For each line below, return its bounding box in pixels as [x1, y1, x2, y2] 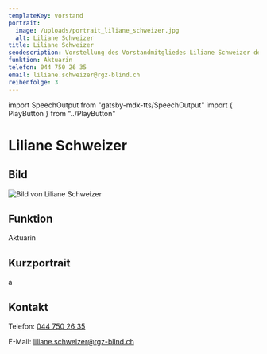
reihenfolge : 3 [8, 78, 59, 86]
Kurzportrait [8, 256, 71, 270]
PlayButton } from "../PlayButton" [8, 108, 116, 118]
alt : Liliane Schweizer [15, 33, 94, 42]
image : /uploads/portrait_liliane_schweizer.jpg [15, 26, 180, 34]
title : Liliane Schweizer [8, 41, 94, 49]
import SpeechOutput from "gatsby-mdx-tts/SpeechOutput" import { [8, 100, 233, 110]
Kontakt [8, 300, 49, 314]
